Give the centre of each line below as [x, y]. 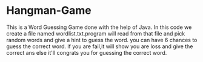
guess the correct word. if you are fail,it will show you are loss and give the [100, 46]
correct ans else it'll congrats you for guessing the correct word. [87, 52]
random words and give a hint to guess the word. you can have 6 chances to [102, 40]
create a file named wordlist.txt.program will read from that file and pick [96, 33]
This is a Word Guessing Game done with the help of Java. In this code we [99, 27]
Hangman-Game [49, 11]
